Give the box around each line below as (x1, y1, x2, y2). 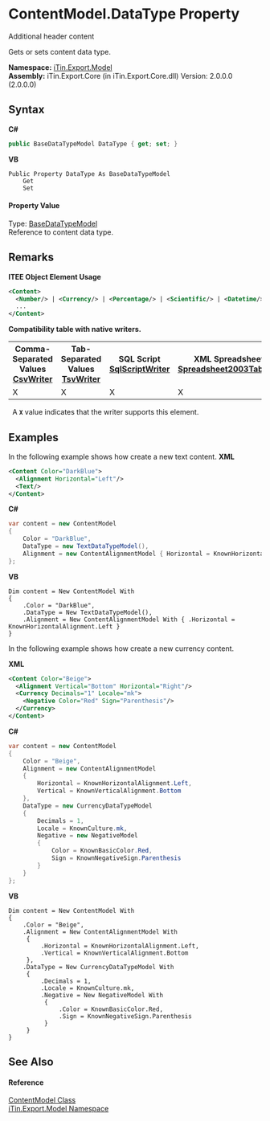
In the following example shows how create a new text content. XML (8, 452, 235, 461)
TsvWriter (61, 374, 101, 385)
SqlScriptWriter (108, 363, 170, 374)
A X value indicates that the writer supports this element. (11, 407, 199, 417)
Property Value (8, 201, 60, 211)
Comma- (14, 343, 51, 354)
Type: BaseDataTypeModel (8, 219, 98, 228)
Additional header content (8, 31, 95, 41)
